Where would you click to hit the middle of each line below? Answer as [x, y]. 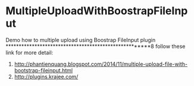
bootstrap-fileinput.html [43, 70]
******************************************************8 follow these [96, 46]
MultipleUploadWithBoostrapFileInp [97, 11]
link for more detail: [29, 52]
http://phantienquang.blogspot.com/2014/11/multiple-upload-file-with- [101, 64]
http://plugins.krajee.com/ [46, 77]
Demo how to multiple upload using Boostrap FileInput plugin [81, 40]
